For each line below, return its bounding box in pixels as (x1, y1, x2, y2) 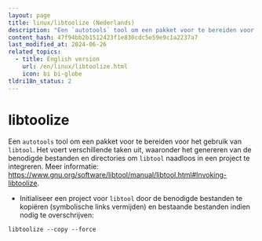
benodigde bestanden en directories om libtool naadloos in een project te (8, 154, 250, 163)
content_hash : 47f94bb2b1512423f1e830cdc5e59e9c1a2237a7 (8, 33, 198, 42)
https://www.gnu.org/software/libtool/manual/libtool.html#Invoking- (8, 170, 227, 180)
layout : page (8, 11, 51, 20)
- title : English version (15, 56, 100, 64)
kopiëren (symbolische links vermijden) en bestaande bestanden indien (19, 202, 251, 212)
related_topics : (8, 48, 61, 56)
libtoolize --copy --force (8, 225, 96, 234)
